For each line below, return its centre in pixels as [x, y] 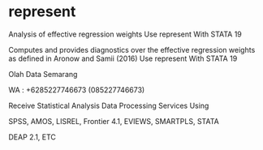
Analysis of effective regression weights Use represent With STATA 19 [125, 34]
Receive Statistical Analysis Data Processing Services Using [109, 105]
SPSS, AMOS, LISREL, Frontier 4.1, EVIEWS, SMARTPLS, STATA [114, 121]
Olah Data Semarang [43, 74]
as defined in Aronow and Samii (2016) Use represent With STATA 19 [123, 58]
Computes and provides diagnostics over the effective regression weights [132, 49]
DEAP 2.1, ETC [32, 137]
